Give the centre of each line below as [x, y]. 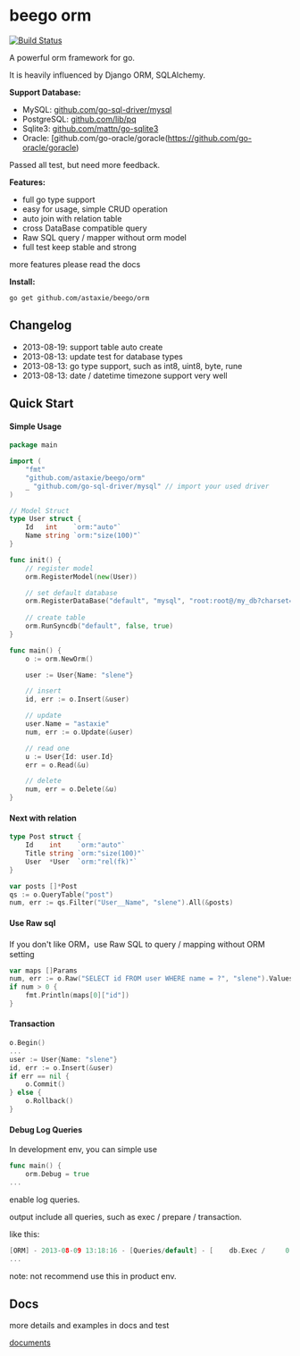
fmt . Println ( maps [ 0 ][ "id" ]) [77, 996]
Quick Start [42, 404]
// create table [56, 618]
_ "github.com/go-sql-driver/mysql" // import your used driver [147, 486]
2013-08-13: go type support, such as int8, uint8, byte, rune [132, 366]
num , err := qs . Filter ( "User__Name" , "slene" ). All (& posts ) [121, 903]
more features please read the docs [75, 264]
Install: [22, 282]
